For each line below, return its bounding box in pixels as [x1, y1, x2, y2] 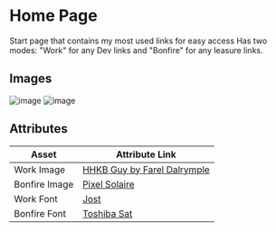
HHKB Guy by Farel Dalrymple [82, 163, 210, 176]
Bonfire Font [14, 207, 66, 219]
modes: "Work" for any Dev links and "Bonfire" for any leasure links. [9, 44, 263, 55]
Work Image [14, 163, 66, 176]
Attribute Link [116, 148, 176, 161]
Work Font [14, 192, 58, 205]
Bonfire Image [14, 178, 74, 190]
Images [9, 71, 52, 87]
